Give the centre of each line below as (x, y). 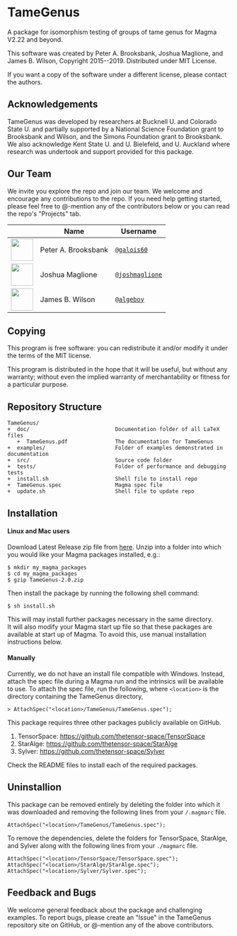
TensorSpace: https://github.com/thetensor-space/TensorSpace (111, 736)
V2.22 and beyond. (35, 39)
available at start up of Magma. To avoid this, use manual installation (107, 634)
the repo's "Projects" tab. (44, 213)
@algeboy (130, 299)
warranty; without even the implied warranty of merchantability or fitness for (118, 377)
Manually (21, 658)
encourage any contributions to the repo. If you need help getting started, (115, 199)
